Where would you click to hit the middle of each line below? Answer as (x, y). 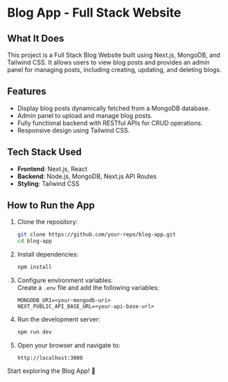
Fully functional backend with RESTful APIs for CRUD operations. (110, 123)
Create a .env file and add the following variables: (88, 288)
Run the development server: (59, 320)
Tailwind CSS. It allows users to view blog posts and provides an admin (108, 62)
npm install (34, 267)
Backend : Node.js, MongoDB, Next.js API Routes (87, 176)
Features (27, 92)
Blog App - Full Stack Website (94, 13)
